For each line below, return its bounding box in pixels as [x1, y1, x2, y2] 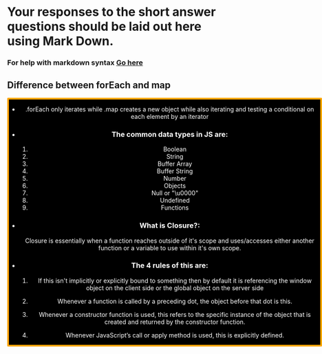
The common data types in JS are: [111, 129, 228, 139]
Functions [160, 203, 189, 212]
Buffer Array [157, 159, 193, 168]
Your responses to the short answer [7, 4, 216, 20]
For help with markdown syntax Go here [7, 58, 143, 67]
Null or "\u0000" [151, 189, 199, 197]
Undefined [160, 197, 191, 205]
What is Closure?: [139, 221, 201, 230]
